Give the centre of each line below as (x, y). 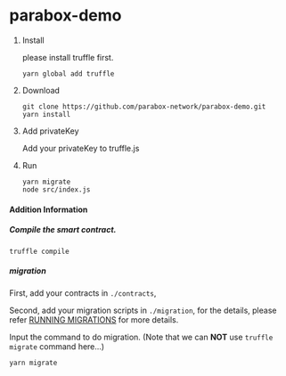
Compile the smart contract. (63, 230)
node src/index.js (56, 189)
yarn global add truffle (68, 74)
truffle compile (39, 251)
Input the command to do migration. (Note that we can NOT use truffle (141, 337)
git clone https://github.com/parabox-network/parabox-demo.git (144, 106)
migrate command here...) (57, 347)
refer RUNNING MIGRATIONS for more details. (94, 320)
